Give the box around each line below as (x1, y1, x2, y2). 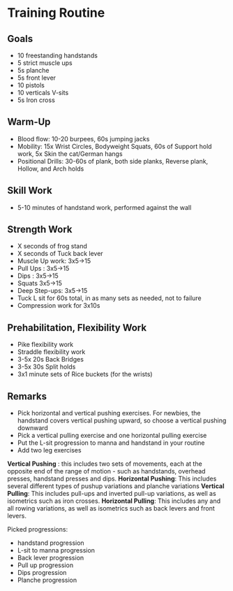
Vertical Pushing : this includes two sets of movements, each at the (7, 460, 202, 468)
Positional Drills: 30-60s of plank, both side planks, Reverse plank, (17, 157, 209, 165)
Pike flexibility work (17, 341, 74, 349)
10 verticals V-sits (17, 89, 69, 97)
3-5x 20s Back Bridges (17, 355, 84, 364)
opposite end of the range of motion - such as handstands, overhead (7, 467, 206, 476)
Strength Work (7, 224, 73, 236)
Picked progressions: (7, 525, 68, 534)
